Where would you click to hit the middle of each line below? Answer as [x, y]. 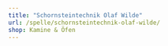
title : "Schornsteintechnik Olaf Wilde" [76, 15]
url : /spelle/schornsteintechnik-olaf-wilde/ [84, 23]
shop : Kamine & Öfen [42, 30]
